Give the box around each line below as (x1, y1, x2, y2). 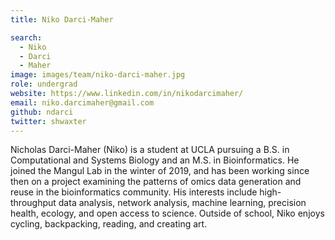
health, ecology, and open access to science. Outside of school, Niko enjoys (10, 207, 325, 220)
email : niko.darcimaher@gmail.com (10, 97, 155, 108)
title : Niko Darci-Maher (10, 14, 114, 25)
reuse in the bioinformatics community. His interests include (10, 186, 258, 198)
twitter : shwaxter (10, 116, 87, 126)
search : (10, 32, 43, 43)
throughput (10, 197, 57, 209)
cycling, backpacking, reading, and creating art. (10, 218, 208, 230)
